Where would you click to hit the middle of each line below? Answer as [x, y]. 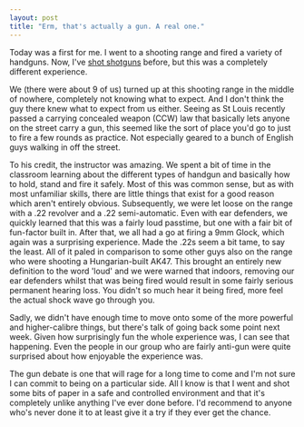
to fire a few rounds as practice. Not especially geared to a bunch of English [152, 137]
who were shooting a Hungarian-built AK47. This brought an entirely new [146, 261]
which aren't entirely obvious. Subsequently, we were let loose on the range [151, 203]
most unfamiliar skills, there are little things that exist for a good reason [142, 194]
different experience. [49, 71]
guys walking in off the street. [65, 147]
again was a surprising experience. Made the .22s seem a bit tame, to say [147, 242]
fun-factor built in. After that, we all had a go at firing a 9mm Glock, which [147, 232]
